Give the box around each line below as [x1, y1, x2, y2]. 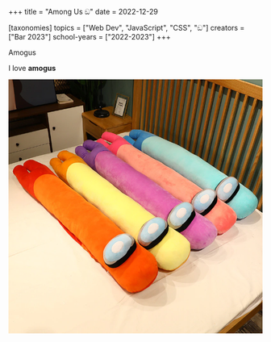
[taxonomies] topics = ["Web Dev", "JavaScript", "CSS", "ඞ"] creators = [8, 23, 245, 32]
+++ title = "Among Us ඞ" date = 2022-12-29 [8, 7, 159, 16]
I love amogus [8, 64, 56, 73]
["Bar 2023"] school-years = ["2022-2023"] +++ [8, 32, 171, 41]
